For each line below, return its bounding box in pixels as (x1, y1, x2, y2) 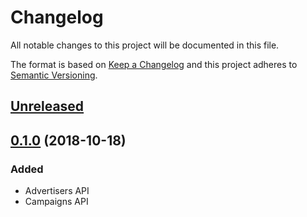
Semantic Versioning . (10, 69, 98, 81)
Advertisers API (24, 185, 90, 197)
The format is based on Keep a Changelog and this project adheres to (10, 58, 298, 70)
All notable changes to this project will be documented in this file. (10, 39, 280, 51)
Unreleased (10, 98, 85, 115)
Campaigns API (24, 196, 89, 208)
